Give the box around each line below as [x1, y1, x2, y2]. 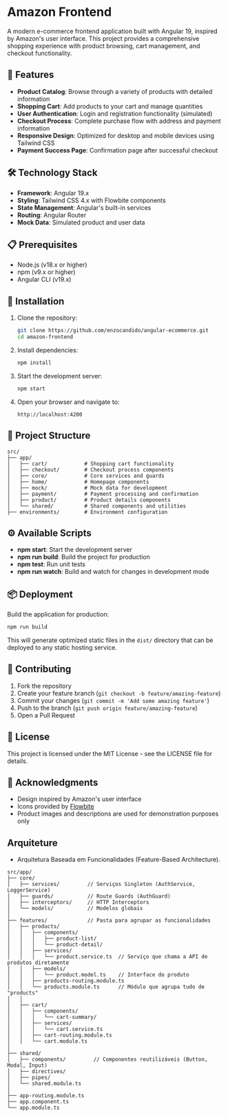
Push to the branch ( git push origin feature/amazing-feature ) [17, 704, 198, 712]
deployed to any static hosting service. [7, 644, 117, 651]
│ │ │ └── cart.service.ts [7, 1026, 103, 1033]
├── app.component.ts [7, 1099, 70, 1106]
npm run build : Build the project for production [17, 553, 150, 561]
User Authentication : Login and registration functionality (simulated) [17, 109, 213, 117]
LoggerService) [7, 887, 51, 894]
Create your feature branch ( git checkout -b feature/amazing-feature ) [17, 688, 221, 697]
